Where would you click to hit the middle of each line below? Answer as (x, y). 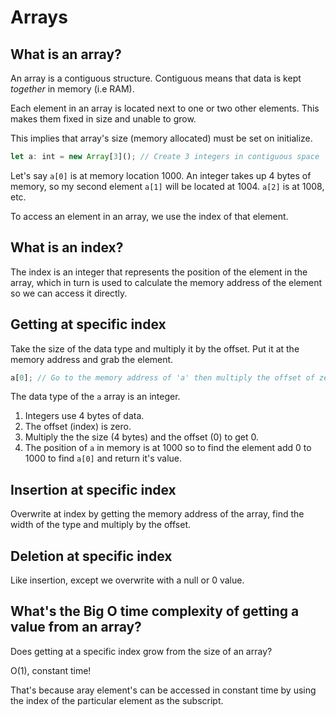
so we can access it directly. (69, 293)
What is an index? (67, 247)
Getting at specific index (88, 324)
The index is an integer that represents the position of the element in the (159, 272)
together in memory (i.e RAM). (72, 89)
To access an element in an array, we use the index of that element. (149, 216)
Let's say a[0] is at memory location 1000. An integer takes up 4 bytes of (161, 175)
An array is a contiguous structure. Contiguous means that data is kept (156, 78)
